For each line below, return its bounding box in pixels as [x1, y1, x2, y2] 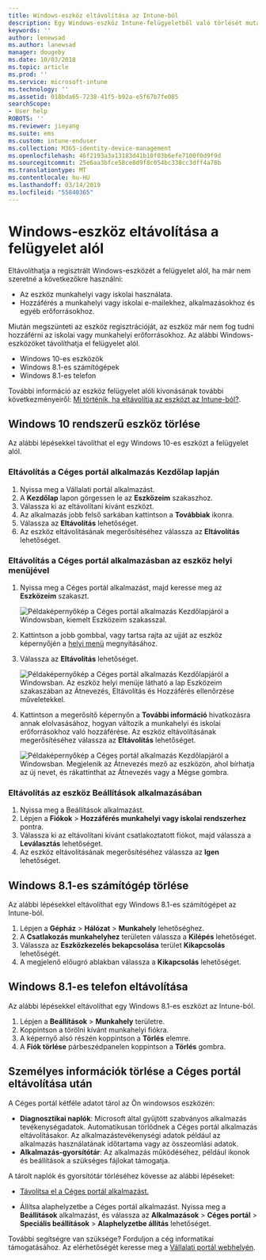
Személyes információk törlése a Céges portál [8, 1065, 241, 1079]
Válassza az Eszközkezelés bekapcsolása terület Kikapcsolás [19, 941, 226, 950]
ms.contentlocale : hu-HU [8, 174, 90, 182]
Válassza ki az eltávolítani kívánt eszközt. [19, 501, 154, 511]
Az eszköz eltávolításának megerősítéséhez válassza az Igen [19, 847, 220, 857]
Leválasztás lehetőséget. [19, 839, 103, 849]
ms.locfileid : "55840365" [8, 188, 93, 197]
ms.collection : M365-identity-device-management [8, 144, 172, 152]
